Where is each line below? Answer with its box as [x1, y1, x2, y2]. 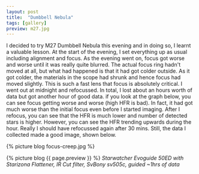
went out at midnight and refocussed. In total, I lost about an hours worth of [6, 86, 193, 94]
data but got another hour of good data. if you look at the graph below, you [6, 93, 191, 100]
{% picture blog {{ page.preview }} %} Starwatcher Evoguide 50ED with [6, 154, 184, 162]
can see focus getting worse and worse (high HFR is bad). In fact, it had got [6, 100, 193, 107]
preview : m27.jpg [6, 25, 50, 32]
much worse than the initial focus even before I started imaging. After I [6, 106, 180, 113]
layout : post [6, 8, 39, 15]
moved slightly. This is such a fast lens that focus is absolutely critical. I [6, 80, 183, 88]
